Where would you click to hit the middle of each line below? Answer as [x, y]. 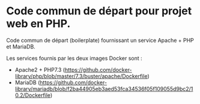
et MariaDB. [21, 47]
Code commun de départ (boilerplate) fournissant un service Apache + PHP [100, 40]
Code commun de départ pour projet [99, 11]
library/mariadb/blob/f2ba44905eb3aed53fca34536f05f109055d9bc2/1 [104, 88]
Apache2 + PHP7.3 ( [40, 69]
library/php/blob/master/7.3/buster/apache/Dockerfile [81, 76]
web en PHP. [38, 24]
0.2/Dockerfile [33, 95]
